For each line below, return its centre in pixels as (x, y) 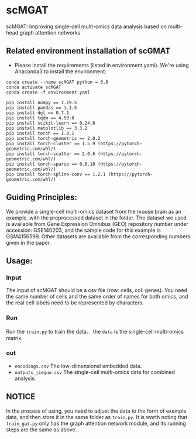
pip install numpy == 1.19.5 (42, 102)
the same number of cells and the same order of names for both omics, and (97, 297)
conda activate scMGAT (34, 87)
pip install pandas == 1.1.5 (42, 108)
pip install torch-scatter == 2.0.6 (51, 154)
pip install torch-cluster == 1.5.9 (51, 143)
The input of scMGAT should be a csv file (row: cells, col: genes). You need (97, 290)
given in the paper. (29, 242)
